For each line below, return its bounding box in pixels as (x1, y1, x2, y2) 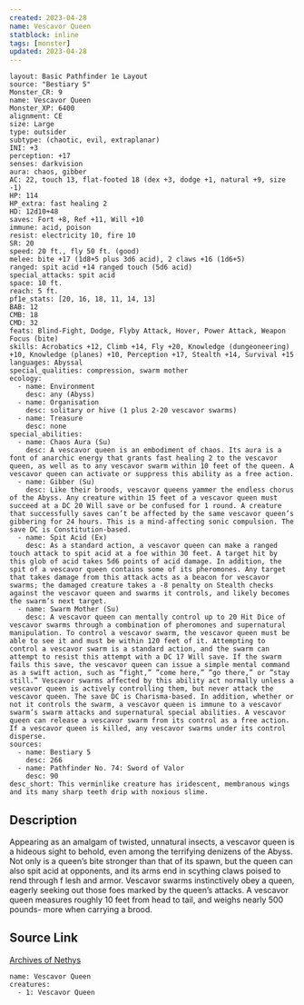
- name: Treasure (17, 414, 83, 423)
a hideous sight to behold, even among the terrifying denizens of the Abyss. (9, 846, 293, 857)
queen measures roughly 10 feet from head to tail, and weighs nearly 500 (9, 894, 284, 905)
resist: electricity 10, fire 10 (9, 231, 136, 241)
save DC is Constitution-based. (9, 525, 132, 534)
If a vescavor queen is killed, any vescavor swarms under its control (9, 724, 286, 733)
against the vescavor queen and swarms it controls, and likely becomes (9, 589, 290, 598)
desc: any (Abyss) (25, 390, 95, 400)
